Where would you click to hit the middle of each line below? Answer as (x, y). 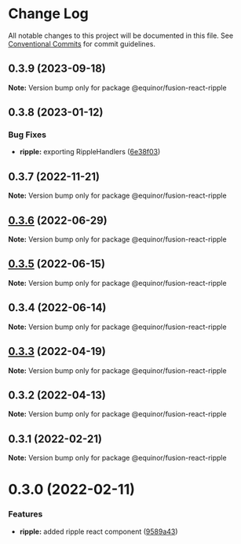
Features (26, 514)
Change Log (48, 14)
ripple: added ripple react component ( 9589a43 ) (99, 531)
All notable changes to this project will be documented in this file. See (121, 35)
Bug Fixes (27, 135)
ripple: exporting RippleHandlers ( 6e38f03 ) (90, 152)
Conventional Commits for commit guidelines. (82, 43)
